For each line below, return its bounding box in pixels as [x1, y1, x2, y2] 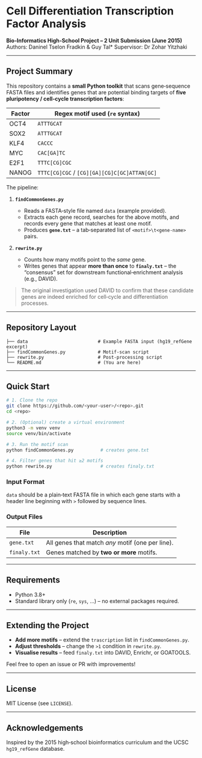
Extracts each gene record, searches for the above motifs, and [23, 213, 179, 221]
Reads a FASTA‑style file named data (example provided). [23, 207, 167, 214]
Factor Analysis [6, 17, 87, 31]
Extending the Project [6, 620, 89, 631]
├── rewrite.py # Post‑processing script [6, 354, 163, 360]
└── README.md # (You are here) [6, 359, 141, 365]
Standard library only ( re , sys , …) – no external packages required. [14, 597, 179, 605]
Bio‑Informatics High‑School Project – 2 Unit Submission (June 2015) [6, 37, 182, 44]
